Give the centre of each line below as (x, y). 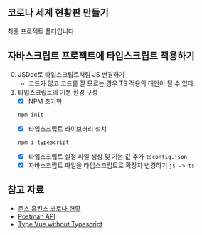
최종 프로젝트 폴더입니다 (41, 31)
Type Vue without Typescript (60, 224)
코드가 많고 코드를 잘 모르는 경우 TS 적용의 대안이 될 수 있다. (112, 83)
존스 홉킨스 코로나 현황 (49, 208)
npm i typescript (43, 142)
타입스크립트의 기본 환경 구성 (58, 92)
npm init (31, 115)
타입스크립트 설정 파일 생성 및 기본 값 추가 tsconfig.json (107, 156)
